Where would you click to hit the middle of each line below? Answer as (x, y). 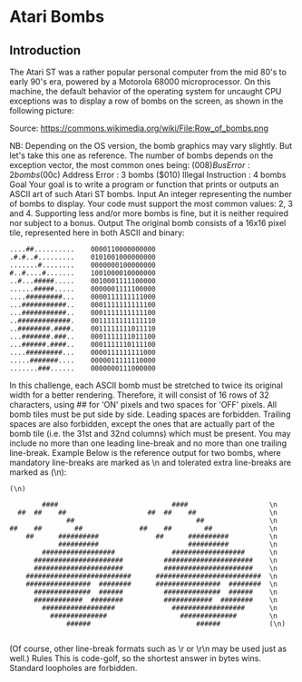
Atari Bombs (57, 17)
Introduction (45, 50)
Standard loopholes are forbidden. (73, 668)
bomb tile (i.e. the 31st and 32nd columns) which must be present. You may (151, 434)
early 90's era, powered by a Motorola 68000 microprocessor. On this (140, 82)
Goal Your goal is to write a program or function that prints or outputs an (144, 184)
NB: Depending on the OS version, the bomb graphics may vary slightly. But (151, 146)
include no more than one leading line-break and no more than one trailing (148, 443)
